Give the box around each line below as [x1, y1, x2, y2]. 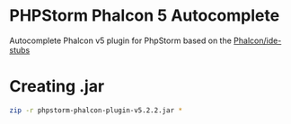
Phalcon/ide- [233, 35, 282, 46]
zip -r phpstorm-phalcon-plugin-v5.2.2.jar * [9, 105, 182, 115]
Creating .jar [9, 76, 105, 97]
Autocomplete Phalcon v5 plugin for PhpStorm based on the [9, 35, 232, 46]
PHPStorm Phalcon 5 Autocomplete [9, 5, 280, 26]
